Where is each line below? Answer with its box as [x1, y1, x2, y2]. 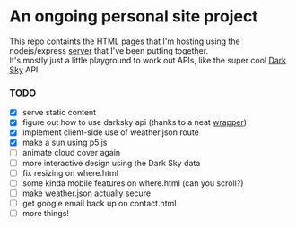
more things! [22, 207, 70, 218]
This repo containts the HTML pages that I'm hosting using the [9, 36, 240, 46]
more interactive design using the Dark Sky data [22, 157, 201, 168]
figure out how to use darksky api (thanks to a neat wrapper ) [22, 117, 248, 128]
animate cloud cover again [22, 147, 121, 158]
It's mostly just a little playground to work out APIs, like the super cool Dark [9, 55, 287, 65]
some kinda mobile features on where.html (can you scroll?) [22, 177, 244, 189]
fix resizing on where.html [22, 167, 119, 178]
